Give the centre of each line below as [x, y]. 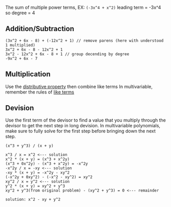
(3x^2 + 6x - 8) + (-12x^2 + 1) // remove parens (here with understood [84, 40]
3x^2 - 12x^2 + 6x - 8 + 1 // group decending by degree [67, 54]
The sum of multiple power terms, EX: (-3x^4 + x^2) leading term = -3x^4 [83, 7]
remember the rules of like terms [40, 92]
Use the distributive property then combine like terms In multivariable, [79, 86]
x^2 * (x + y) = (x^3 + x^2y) [38, 159]
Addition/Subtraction [40, 29]
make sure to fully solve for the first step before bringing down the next [81, 131]
